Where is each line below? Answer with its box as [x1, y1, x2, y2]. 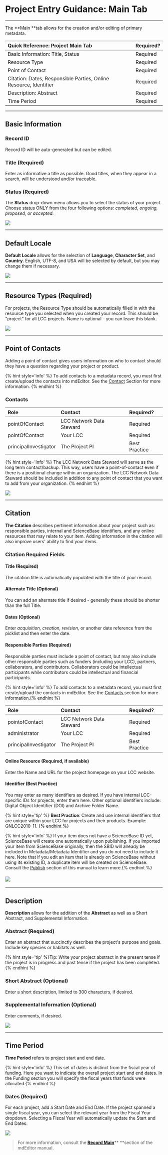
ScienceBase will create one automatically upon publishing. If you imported [5, 838, 160, 844]
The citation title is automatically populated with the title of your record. [5, 574, 152, 580]
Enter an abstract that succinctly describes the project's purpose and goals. [5, 939, 161, 945]
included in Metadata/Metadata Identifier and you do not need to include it [5, 848, 158, 854]
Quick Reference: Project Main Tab [7, 42, 92, 49]
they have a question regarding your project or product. [5, 363, 120, 369]
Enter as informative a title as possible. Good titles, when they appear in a [5, 170, 156, 176]
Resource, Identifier [7, 81, 54, 88]
